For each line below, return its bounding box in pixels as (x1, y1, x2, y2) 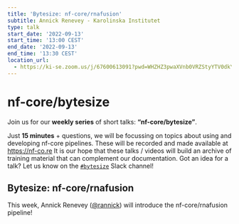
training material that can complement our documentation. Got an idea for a (7, 154, 229, 162)
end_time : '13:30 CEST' (7, 50, 78, 58)
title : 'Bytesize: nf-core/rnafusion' (7, 10, 122, 18)
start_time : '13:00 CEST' (7, 37, 84, 44)
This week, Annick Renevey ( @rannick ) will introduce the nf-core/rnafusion (7, 201, 228, 210)
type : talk (7, 23, 40, 31)
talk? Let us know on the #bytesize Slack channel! (7, 161, 154, 170)
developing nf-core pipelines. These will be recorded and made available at (7, 139, 229, 147)
